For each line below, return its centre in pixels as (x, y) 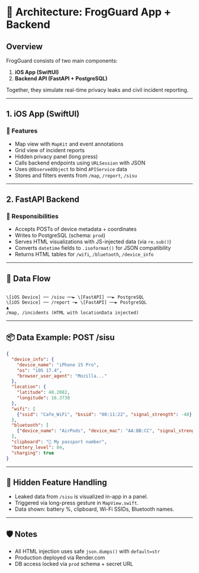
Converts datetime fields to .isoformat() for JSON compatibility (93, 248)
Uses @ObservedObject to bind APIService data (71, 169)
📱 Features (22, 131)
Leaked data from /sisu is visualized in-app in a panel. (81, 497)
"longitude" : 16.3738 (43, 398)
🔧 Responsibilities (33, 216)
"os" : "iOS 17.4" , (39, 370)
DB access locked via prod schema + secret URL (74, 564)
